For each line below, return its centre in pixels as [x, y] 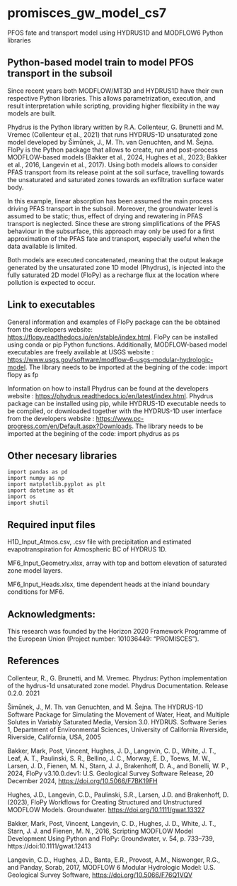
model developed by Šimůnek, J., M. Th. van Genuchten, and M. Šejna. [111, 142]
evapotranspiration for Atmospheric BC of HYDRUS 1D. [87, 549]
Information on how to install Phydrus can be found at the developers [108, 388]
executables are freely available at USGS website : [81, 352]
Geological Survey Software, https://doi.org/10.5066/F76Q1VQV [100, 875]
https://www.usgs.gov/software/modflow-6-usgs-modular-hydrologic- [110, 359]
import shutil [28, 503]
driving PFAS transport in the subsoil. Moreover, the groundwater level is [113, 208]
